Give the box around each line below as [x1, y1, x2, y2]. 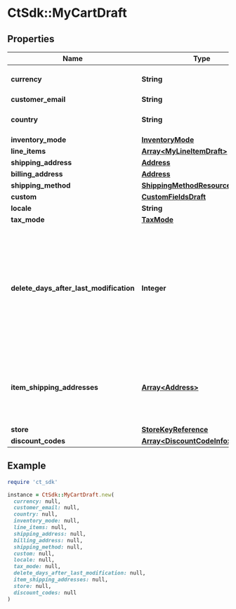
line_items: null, [13, 524, 68, 531]
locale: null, [13, 556, 55, 563]
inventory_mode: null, [13, 518, 80, 525]
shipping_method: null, [13, 543, 83, 551]
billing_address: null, [13, 537, 83, 544]
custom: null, [13, 550, 55, 557]
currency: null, [13, 497, 61, 505]
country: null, [13, 511, 58, 518]
